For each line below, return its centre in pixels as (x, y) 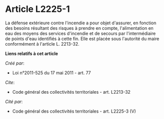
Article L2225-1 (38, 9)
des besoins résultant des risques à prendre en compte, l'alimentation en (80, 28)
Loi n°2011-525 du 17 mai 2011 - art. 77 (52, 72)
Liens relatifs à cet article (32, 54)
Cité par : (14, 101)
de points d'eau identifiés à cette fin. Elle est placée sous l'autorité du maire (82, 39)
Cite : (10, 82)
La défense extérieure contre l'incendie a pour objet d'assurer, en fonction (81, 23)
